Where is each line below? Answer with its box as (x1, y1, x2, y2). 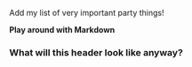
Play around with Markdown (9, 25, 116, 34)
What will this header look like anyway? (9, 46, 184, 58)
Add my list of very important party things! (9, 8, 164, 18)
